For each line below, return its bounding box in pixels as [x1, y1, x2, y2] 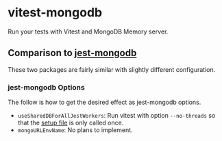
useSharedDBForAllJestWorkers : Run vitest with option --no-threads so [17, 112, 216, 120]
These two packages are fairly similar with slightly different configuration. [8, 65, 216, 73]
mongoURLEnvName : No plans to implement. [17, 126, 133, 134]
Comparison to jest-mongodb [8, 47, 137, 59]
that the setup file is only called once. [17, 118, 124, 127]
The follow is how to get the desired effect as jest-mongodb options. [8, 98, 201, 107]
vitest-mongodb [8, 5, 102, 21]
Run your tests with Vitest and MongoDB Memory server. [8, 27, 169, 36]
